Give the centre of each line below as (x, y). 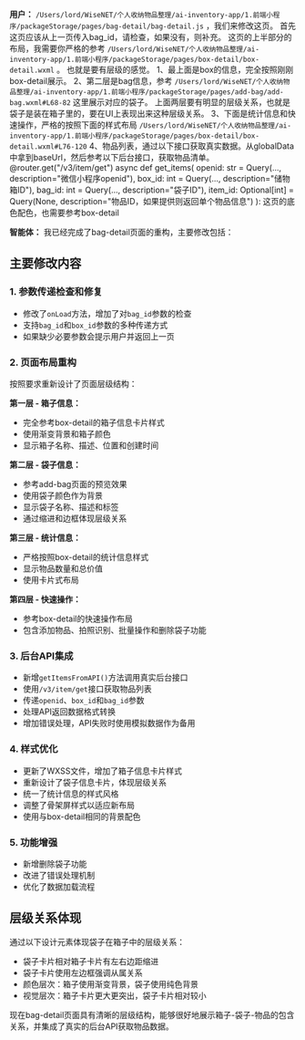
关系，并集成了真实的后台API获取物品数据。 (92, 1026)
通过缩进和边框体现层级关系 (75, 518)
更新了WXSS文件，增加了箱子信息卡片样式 (102, 771)
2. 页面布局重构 (43, 362)
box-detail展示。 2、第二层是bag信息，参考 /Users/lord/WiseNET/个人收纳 (147, 81)
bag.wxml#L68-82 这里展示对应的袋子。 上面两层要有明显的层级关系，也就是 (150, 102)
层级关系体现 (46, 918)
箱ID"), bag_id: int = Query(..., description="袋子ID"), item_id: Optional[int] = (152, 190)
